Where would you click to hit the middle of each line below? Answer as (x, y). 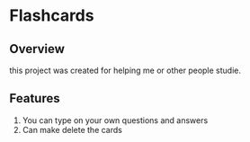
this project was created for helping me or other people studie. (125, 70)
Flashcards (52, 16)
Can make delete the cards (72, 129)
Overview (37, 49)
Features (35, 98)
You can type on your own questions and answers (115, 120)
